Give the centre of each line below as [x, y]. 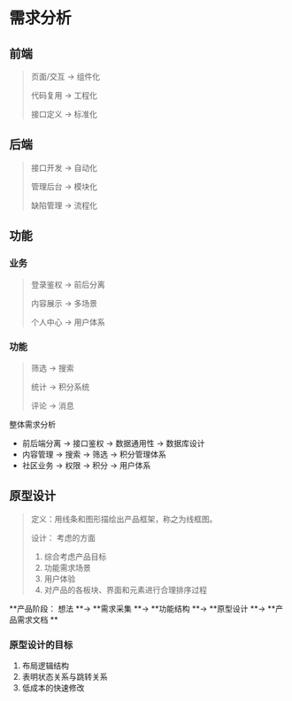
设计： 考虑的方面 [63, 537]
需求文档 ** [37, 620]
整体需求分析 [32, 424]
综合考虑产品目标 [75, 556]
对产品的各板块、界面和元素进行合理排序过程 [126, 589]
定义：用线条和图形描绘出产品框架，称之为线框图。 [124, 519]
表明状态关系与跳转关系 [65, 676]
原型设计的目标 [41, 644]
